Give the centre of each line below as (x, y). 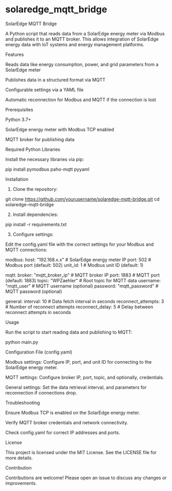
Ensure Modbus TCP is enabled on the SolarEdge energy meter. (73, 413)
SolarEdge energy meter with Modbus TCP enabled (60, 129)
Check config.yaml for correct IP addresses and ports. (63, 433)
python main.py (22, 342)
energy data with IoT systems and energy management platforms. (75, 44)
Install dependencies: (35, 214)
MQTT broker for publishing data (40, 139)
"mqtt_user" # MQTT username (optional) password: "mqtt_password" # (82, 286)
